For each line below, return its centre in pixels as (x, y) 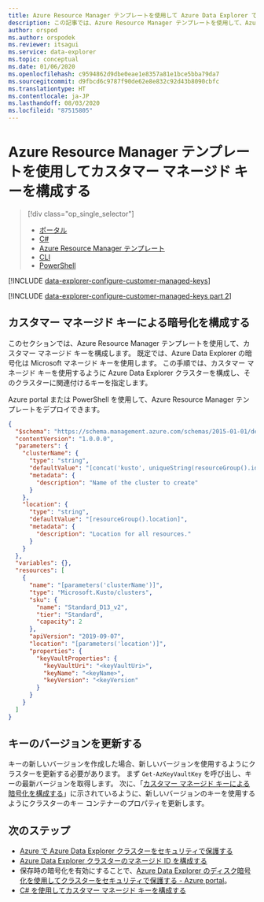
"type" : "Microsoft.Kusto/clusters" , (91, 592)
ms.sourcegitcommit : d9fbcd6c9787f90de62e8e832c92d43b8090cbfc (114, 81)
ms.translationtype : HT (47, 89)
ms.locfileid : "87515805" (50, 111)
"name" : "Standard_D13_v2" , (82, 607)
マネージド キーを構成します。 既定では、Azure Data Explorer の (141, 353)
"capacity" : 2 (59, 622)
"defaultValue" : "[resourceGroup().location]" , (108, 520)
